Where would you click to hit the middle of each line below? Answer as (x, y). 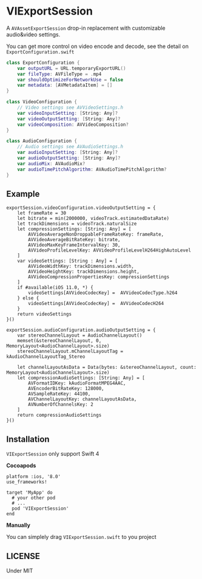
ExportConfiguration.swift (40, 52)
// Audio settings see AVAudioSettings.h (70, 147)
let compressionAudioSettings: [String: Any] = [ (81, 378)
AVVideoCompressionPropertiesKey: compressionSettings (99, 277)
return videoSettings (44, 314)
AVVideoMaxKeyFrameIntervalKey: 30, (74, 245)
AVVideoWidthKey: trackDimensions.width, (81, 266)
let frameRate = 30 (42, 213)
